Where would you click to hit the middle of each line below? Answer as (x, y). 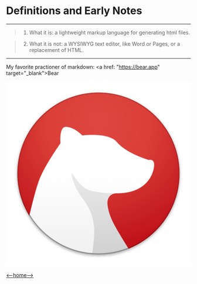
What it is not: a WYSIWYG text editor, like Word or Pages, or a (105, 44)
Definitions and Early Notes (74, 11)
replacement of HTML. (56, 50)
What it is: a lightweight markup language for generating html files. (110, 32)
